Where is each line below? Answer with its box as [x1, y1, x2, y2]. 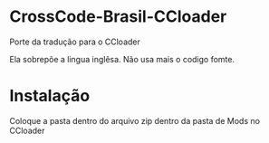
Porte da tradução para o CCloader [9, 36, 140, 47]
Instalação [9, 86, 91, 106]
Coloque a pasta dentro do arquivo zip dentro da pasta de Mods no [9, 115, 261, 126]
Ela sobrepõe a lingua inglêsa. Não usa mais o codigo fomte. [9, 53, 235, 64]
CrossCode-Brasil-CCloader [9, 6, 227, 27]
